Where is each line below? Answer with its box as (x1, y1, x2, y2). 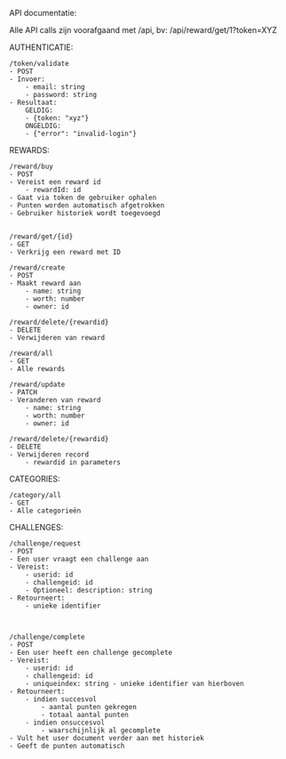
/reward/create (9, 263, 66, 272)
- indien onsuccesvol (25, 718, 105, 727)
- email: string (25, 83, 86, 92)
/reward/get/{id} (9, 232, 74, 241)
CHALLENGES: (9, 522, 64, 532)
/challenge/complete (9, 633, 86, 642)
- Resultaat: (9, 98, 58, 107)
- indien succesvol (25, 695, 98, 704)
